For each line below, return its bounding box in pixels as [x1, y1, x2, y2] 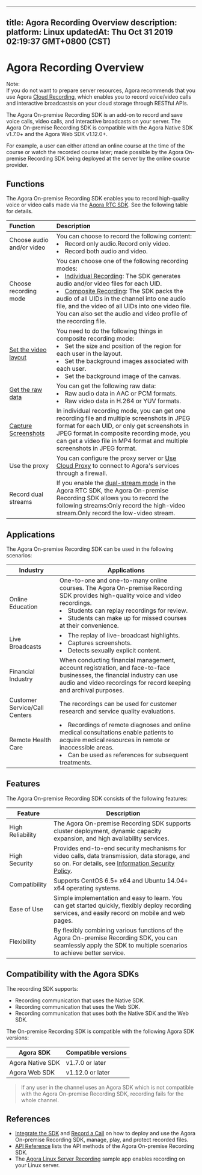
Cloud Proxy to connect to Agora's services [56, 462, 179, 470]
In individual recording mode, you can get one [56, 407, 186, 415]
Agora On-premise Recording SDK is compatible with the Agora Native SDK [6, 124, 194, 131]
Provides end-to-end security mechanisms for [54, 844, 186, 852]
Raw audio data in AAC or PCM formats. [64, 389, 177, 398]
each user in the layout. [56, 350, 123, 358]
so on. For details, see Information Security [54, 859, 175, 867]
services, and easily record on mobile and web [54, 908, 185, 917]
